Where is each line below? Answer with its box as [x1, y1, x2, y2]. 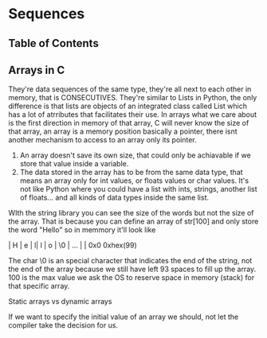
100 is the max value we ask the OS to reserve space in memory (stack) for [8, 273, 255, 282]
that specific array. [8, 282, 70, 291]
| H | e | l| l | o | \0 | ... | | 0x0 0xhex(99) [8, 240, 137, 251]
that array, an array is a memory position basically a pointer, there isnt [8, 126, 238, 136]
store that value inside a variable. [19, 159, 129, 169]
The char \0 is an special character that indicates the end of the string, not [8, 256, 253, 266]
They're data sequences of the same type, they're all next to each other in [8, 84, 252, 94]
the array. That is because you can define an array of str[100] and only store [8, 216, 259, 227]
